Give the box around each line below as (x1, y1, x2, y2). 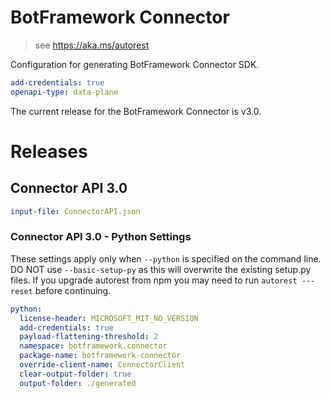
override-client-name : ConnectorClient (19, 360, 186, 370)
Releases (10, 140, 88, 163)
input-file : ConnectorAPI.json (10, 206, 141, 216)
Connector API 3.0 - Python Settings (10, 230, 192, 244)
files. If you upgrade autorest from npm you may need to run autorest (10, 274, 298, 286)
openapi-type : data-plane (10, 87, 118, 97)
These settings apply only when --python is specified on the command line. (10, 252, 322, 265)
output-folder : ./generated (19, 378, 137, 388)
